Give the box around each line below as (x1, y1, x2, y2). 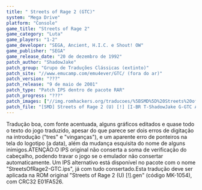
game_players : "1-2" (6, 37, 58, 43)
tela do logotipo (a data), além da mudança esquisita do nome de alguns (6, 139, 185, 147)
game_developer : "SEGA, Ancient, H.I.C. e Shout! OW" (6, 43, 144, 49)
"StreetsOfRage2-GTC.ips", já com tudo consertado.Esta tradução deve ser (6, 165, 194, 172)
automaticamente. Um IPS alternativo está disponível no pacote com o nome (6, 159, 196, 166)
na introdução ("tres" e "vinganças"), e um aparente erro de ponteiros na (6, 133, 188, 140)
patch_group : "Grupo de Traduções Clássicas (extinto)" (6, 64, 149, 71)
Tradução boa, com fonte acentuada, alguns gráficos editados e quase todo (6, 120, 195, 127)
